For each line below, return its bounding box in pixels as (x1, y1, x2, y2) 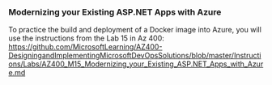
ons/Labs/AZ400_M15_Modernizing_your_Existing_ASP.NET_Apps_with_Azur (8, 59, 264, 69)
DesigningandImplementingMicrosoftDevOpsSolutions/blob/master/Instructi (8, 51, 261, 61)
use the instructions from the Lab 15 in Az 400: (8, 33, 164, 43)
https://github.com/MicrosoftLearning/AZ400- (8, 42, 163, 52)
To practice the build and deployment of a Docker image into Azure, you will (8, 25, 261, 35)
